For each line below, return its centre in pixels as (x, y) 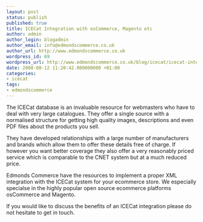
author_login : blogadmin (37, 40)
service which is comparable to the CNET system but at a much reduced (97, 157)
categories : (21, 73)
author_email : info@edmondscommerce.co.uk (60, 46)
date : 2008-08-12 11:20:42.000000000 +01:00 (63, 68)
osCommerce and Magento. (41, 194)
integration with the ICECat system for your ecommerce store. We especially (101, 182)
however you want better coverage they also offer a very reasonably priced (100, 150)
